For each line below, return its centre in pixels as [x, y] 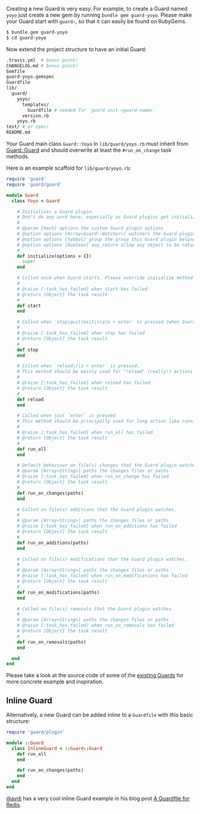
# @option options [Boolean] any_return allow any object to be [98, 245]
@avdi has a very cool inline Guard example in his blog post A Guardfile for [98, 798]
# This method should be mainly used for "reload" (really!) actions [105, 372]
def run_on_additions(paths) [53, 543]
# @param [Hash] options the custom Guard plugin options [90, 228]
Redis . [14, 804]
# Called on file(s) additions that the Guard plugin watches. [97, 509]
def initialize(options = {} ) [54, 256]
